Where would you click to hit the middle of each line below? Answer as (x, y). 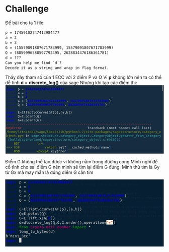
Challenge (27, 9)
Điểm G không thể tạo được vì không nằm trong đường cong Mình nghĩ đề (81, 162)
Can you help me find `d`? (33, 63)
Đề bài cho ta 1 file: (25, 23)
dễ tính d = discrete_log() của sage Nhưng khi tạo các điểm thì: (71, 82)
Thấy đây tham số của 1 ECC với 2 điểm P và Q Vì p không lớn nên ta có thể (83, 77)
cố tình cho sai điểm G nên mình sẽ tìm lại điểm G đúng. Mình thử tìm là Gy (82, 167)
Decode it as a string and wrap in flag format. (57, 68)
